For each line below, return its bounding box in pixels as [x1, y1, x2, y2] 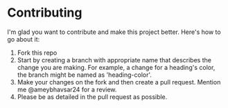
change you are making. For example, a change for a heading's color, [17, 63, 216, 71]
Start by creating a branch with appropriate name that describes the [17, 55, 211, 64]
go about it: [7, 35, 40, 43]
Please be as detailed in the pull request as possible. [17, 92, 168, 101]
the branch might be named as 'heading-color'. [17, 71, 152, 79]
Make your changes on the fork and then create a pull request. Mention [17, 78, 221, 86]
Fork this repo [17, 48, 58, 57]
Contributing [7, 5, 82, 21]
